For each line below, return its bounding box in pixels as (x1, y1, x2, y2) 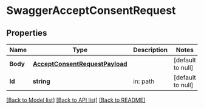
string (32, 77, 50, 85)
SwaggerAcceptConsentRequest (6, 4, 176, 18)
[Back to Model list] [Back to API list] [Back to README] (6, 96, 146, 104)
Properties (6, 28, 47, 38)
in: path (133, 77, 155, 85)
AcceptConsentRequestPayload (32, 60, 127, 68)
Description (133, 46, 168, 54)
